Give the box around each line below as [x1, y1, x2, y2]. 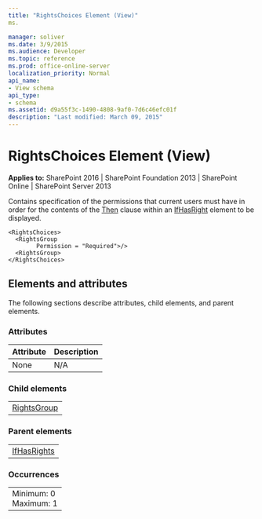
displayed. [8, 213, 42, 222]
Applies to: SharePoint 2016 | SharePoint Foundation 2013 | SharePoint [8, 173, 238, 182]
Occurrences [8, 469, 60, 480]
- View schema [8, 84, 55, 92]
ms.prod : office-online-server [8, 62, 111, 71]
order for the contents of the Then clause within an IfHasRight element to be [8, 205, 255, 214]
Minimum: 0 [12, 488, 56, 499]
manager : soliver [8, 33, 65, 41]
